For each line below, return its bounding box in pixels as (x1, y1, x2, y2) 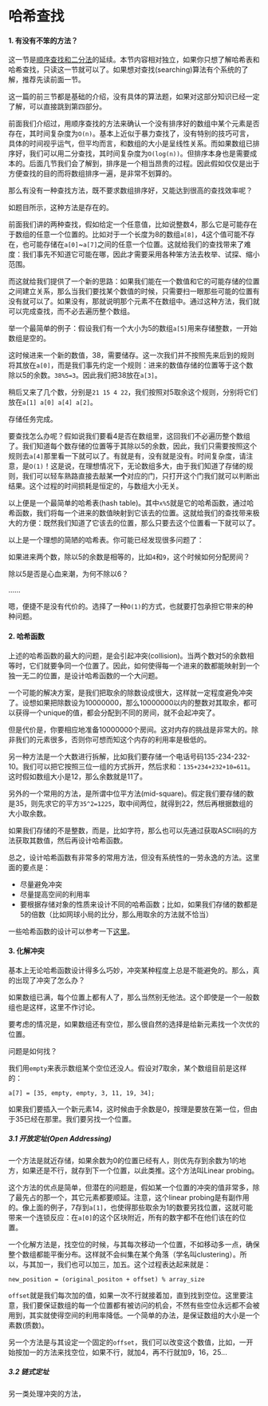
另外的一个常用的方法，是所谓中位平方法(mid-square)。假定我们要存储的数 (8, 788, 254, 798)
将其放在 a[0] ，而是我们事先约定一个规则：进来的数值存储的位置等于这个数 (8, 360, 254, 370)
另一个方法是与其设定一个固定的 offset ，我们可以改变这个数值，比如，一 (8, 1337, 246, 1347)
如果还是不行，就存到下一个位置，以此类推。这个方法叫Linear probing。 (22, 1166, 259, 1175)
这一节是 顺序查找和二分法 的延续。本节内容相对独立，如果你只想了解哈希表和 (8, 55, 260, 65)
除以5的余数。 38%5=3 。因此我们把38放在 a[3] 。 (8, 371, 162, 380)
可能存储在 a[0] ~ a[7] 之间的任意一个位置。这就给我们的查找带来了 (29, 240, 245, 249)
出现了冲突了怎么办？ (14, 975, 85, 985)
